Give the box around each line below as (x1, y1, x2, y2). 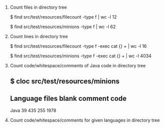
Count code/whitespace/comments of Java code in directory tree (10, 63, 146, 68)
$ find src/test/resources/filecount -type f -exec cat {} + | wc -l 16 (10, 43, 147, 49)
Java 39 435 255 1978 (10, 107, 56, 113)
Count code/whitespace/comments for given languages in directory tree (10, 117, 160, 123)
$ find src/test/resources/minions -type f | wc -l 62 (10, 24, 116, 30)
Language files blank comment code (10, 94, 127, 102)
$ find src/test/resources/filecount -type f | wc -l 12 (10, 14, 117, 20)
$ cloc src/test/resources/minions (10, 77, 120, 86)
